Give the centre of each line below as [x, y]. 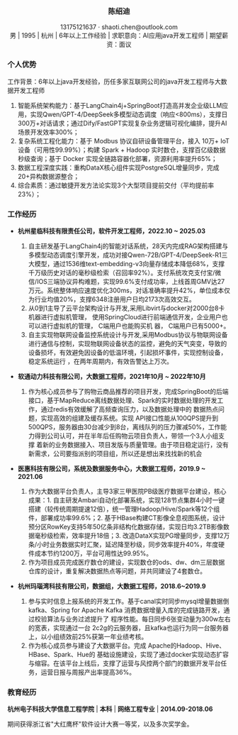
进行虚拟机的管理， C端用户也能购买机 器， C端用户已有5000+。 [135, 326]
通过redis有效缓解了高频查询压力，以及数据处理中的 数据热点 [130, 409]
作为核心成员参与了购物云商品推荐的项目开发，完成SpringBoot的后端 [128, 391]
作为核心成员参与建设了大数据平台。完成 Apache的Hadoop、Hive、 [126, 645]
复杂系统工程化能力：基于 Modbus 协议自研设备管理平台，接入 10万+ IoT [124, 140]
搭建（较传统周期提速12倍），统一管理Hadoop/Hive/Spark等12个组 [124, 509]
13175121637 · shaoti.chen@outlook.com [119, 27]
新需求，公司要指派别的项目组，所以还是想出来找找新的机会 [115, 453]
